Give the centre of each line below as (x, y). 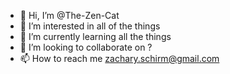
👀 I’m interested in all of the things (90, 26)
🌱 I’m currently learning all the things (95, 36)
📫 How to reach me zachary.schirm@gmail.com (119, 58)
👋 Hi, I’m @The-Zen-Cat (69, 15)
